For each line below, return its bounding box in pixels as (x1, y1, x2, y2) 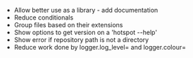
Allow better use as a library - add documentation (13, 6, 158, 14)
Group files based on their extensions (13, 21, 123, 29)
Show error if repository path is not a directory (13, 36, 149, 44)
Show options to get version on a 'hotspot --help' (13, 28, 157, 36)
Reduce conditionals (13, 13, 74, 22)
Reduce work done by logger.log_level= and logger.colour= (13, 43, 187, 51)
